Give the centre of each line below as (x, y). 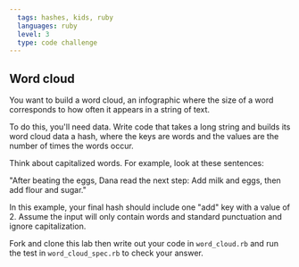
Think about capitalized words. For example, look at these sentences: (137, 163)
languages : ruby (47, 26)
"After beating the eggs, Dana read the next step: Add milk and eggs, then (145, 180)
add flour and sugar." (48, 190)
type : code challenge (58, 42)
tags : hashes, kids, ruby (66, 17)
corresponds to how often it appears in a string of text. (110, 110)
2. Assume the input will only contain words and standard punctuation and (146, 217)
